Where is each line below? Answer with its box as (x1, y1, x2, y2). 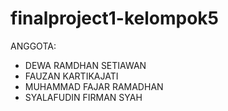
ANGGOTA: (10, 40, 57, 52)
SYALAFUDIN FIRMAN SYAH (24, 91, 143, 103)
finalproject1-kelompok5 (10, 7, 220, 30)
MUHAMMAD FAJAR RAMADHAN (24, 80, 164, 92)
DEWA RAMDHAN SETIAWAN (24, 59, 147, 71)
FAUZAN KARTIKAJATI (24, 70, 119, 82)
